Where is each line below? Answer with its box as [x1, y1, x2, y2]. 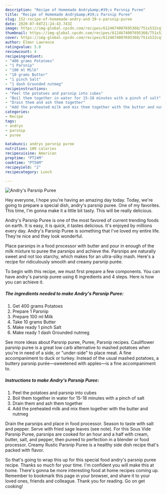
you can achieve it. [5, 279, 44, 285]
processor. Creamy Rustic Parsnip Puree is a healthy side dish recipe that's [5, 442, 159, 448]
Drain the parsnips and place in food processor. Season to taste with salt [5, 421, 154, 427]
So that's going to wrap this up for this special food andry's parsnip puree [5, 457, 157, 463]
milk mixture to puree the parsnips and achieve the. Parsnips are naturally [5, 248, 156, 254]
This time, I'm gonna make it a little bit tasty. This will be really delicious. [5, 208, 153, 214]
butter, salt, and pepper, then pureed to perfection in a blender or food [5, 437, 149, 443]
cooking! [5, 484, 23, 490]
